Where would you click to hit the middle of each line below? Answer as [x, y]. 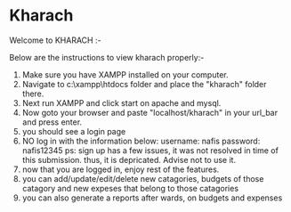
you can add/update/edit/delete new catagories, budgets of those [143, 178]
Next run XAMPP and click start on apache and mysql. [121, 102]
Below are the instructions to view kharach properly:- [107, 57]
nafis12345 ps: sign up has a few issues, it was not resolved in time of [150, 150]
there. [33, 94]
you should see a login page [74, 131]
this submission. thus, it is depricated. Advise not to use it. [129, 159]
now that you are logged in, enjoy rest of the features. [121, 169]
